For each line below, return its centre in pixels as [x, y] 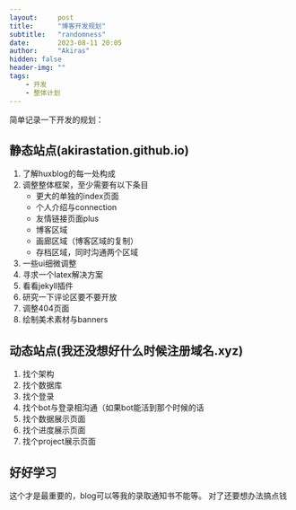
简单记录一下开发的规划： [57, 119]
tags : [19, 76]
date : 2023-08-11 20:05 [66, 43]
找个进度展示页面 [54, 430]
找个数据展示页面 [54, 419]
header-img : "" [38, 68]
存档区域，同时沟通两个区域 [87, 252]
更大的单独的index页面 [77, 196]
